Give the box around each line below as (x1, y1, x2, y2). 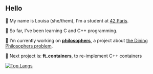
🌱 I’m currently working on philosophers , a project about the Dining (5, 37, 148, 43)
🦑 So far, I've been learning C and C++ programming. (5, 28, 118, 34)
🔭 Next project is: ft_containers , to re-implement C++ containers (5, 53, 142, 59)
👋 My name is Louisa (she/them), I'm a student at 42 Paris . (5, 17, 129, 23)
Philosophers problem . (5, 43, 53, 49)
